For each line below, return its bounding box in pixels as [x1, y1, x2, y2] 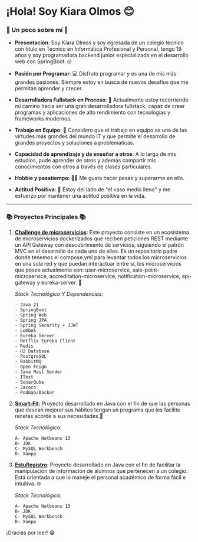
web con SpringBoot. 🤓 [14, 58, 72, 65]
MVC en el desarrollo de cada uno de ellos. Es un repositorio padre [14, 247, 178, 254]
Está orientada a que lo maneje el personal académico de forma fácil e [14, 474, 186, 481]
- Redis [14, 343, 34, 349]
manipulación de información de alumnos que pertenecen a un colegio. [14, 467, 188, 474]
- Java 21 [14, 302, 39, 308]
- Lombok [14, 327, 37, 334]
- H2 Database [14, 348, 49, 354]
